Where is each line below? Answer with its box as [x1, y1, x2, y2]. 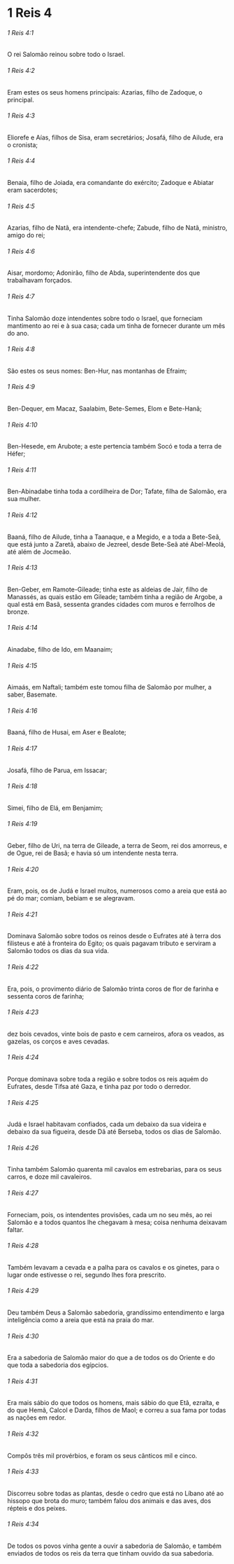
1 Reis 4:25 [7, 1098, 39, 1106]
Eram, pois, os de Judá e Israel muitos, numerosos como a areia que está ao [7, 886, 227, 895]
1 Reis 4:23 [7, 1008, 39, 1017]
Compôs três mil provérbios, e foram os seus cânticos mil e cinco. [7, 1451, 198, 1460]
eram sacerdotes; [7, 186, 58, 194]
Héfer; [7, 450, 26, 458]
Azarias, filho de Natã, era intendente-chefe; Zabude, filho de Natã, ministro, [7, 224, 228, 232]
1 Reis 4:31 [7, 1377, 38, 1385]
